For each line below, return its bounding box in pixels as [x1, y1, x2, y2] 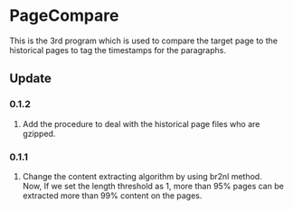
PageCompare [9, 5, 119, 26]
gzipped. [22, 128, 56, 139]
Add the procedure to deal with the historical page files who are [22, 118, 260, 129]
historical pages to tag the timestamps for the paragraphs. [9, 44, 226, 55]
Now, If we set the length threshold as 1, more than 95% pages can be [22, 180, 285, 191]
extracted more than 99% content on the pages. [22, 190, 203, 201]
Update [9, 71, 52, 87]
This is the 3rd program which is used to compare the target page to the [9, 35, 279, 46]
